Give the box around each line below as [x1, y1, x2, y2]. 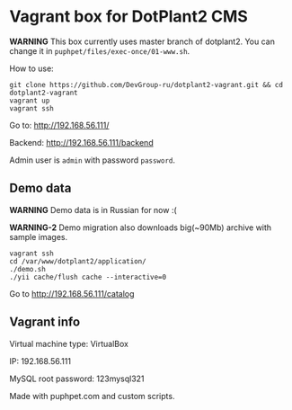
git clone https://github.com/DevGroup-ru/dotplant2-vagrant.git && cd [9, 80, 283, 89]
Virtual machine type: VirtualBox [9, 338, 128, 349]
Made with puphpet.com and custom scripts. [9, 390, 175, 401]
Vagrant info [9, 315, 81, 330]
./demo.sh [9, 264, 47, 273]
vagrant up [9, 96, 50, 105]
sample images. [9, 231, 68, 242]
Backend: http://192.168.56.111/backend [9, 137, 155, 147]
